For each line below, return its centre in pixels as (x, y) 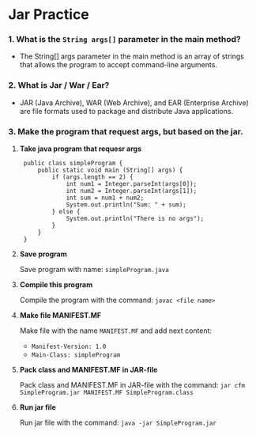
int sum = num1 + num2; (105, 198)
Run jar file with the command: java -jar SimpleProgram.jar (118, 423)
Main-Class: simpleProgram (76, 355)
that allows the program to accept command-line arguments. (118, 65)
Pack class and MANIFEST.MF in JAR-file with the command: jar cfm (132, 385)
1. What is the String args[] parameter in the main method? (124, 40)
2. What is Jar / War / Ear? (59, 85)
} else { (66, 212)
